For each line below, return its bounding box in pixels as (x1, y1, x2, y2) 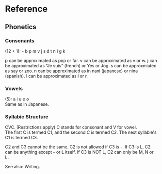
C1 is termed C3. (5, 135, 38, 141)
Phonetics (5, 23, 36, 31)
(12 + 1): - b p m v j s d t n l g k (5, 48, 65, 54)
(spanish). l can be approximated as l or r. (5, 73, 88, 79)
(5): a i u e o (5, 96, 29, 102)
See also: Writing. (5, 164, 40, 170)
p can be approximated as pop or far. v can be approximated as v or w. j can (5, 57, 157, 63)
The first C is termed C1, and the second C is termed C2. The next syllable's (5, 129, 157, 135)
